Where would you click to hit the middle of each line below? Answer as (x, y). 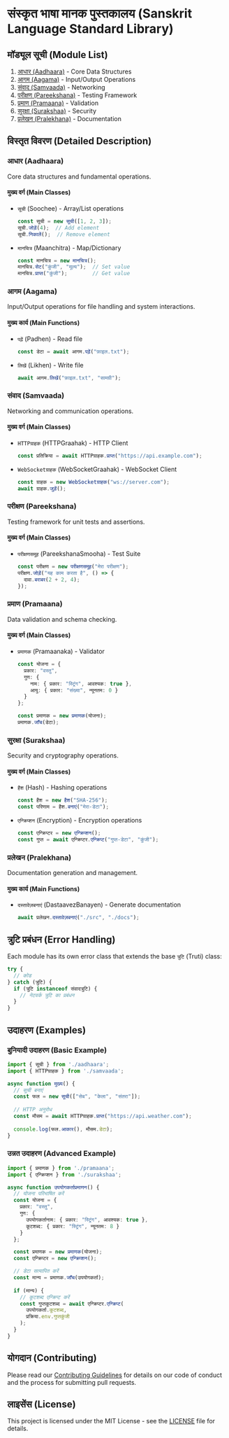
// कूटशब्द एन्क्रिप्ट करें (45, 1297)
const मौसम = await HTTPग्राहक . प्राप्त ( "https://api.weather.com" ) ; (103, 1116)
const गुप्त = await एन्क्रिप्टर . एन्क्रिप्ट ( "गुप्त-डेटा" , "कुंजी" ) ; (88, 840)
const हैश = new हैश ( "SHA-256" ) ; (62, 800)
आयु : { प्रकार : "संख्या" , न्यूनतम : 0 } (74, 690)
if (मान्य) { (29, 1290)
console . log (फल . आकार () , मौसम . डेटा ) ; (63, 1129)
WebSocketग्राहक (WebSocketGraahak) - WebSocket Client (97, 469)
